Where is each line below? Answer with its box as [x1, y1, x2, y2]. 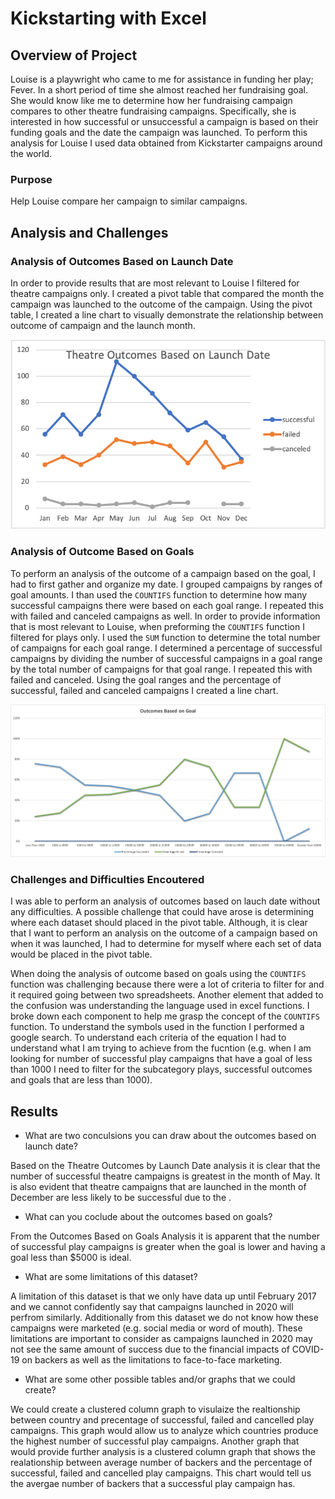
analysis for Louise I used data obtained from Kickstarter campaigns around [10, 137, 323, 149]
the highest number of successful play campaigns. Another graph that [10, 1435, 300, 1447]
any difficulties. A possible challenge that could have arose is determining [10, 906, 315, 918]
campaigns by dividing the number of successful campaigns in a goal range [10, 652, 323, 664]
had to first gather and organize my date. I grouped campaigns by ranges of [10, 578, 323, 590]
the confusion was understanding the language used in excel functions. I [10, 1000, 310, 1012]
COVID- [291, 1343, 325, 1356]
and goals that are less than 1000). [10, 1074, 153, 1086]
